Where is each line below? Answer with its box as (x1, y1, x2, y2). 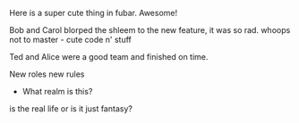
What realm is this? (21, 86, 93, 96)
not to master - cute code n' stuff (9, 35, 132, 45)
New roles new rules (9, 69, 85, 79)
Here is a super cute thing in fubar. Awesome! (9, 8, 178, 18)
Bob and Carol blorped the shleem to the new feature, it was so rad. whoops (9, 25, 291, 35)
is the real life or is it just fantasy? (9, 103, 132, 114)
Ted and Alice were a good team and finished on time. (9, 52, 209, 61)
